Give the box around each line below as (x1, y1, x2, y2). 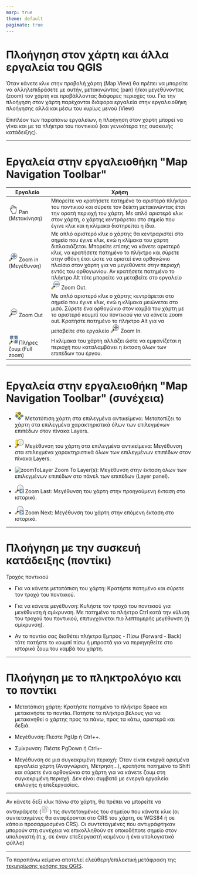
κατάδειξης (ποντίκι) (6, 554, 112, 567)
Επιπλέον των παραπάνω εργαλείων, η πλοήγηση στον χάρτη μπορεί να (6, 117, 184, 124)
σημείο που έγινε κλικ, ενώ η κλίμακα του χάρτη (50, 237, 169, 244)
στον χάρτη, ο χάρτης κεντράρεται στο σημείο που (50, 216, 175, 223)
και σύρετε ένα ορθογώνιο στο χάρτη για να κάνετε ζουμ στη (14, 768, 166, 776)
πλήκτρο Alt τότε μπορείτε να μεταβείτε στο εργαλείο (50, 274, 182, 281)
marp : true (6, 9, 33, 15)
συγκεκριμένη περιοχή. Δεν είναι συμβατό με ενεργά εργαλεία (14, 775, 169, 782)
